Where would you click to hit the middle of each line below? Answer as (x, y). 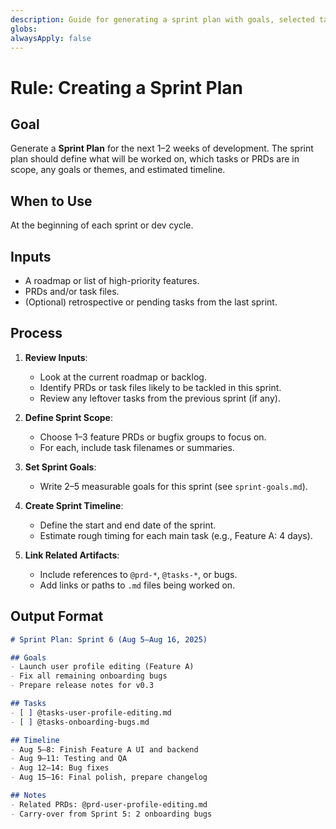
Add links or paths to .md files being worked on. (137, 585)
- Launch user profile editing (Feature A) (102, 667)
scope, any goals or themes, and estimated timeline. (118, 170)
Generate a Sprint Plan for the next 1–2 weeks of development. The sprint (162, 148)
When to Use (51, 201)
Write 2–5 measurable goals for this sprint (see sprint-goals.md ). (173, 486)
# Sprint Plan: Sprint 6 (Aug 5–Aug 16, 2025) (109, 639)
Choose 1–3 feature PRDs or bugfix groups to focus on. (153, 437)
